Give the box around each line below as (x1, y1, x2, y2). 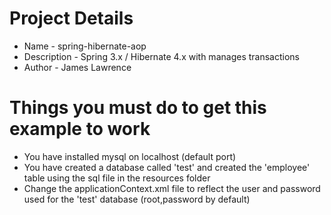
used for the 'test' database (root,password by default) (23, 193, 251, 205)
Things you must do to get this (9, 97, 267, 119)
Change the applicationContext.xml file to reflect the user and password (23, 182, 321, 194)
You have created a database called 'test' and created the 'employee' (23, 161, 311, 173)
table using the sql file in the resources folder (23, 172, 211, 184)
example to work (9, 118, 151, 141)
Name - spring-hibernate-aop (23, 40, 147, 52)
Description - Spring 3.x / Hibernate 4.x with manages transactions (23, 50, 300, 62)
